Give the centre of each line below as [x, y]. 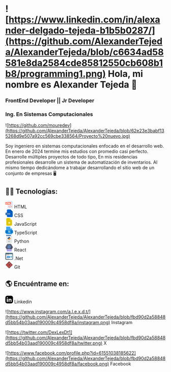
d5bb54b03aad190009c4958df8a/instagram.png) [58, 323]
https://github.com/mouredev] [40, 125]
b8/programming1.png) [55, 74]
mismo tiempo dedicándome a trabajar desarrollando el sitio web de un [80, 168]
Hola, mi [125, 74]
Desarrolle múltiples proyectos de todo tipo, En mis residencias [72, 157]
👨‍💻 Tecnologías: [32, 191]
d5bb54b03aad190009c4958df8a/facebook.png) [57, 364]
